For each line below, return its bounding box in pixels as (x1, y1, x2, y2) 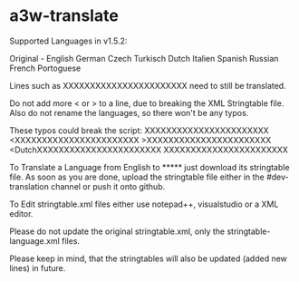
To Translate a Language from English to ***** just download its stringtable (9, 161, 290, 172)
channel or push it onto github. (51, 180, 166, 191)
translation (9, 180, 50, 191)
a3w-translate (9, 5, 120, 26)
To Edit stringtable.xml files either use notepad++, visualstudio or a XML (9, 199, 279, 209)
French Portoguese (9, 63, 82, 73)
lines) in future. (9, 262, 66, 273)
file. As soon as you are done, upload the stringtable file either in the (9, 171, 265, 182)
